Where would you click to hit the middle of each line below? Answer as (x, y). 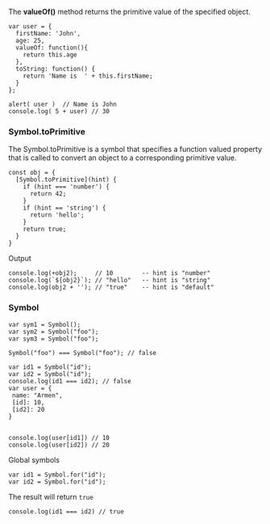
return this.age (50, 55)
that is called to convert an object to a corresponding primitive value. (123, 158)
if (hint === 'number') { (66, 187)
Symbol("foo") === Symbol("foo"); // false (83, 353)
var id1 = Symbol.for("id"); (57, 475)
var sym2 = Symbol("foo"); (54, 332)
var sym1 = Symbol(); (45, 324)
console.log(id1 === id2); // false (70, 381)
